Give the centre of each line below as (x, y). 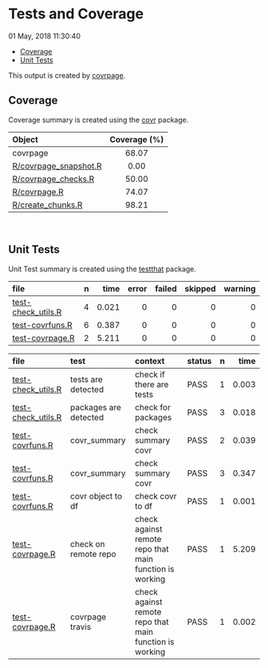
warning (240, 288)
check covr (156, 496)
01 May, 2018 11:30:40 (45, 36)
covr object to (96, 496)
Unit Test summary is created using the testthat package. (102, 269)
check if (150, 374)
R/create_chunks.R (47, 204)
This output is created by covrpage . (67, 75)
